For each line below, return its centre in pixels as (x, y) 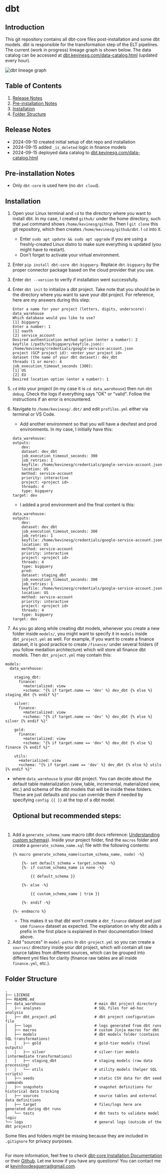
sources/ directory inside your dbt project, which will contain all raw (82, 947)
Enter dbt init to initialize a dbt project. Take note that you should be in (86, 289)
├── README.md (20, 999)
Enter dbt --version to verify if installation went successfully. (75, 280)
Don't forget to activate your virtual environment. (70, 255)
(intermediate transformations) (39, 1056)
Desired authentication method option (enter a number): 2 (75, 340)
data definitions (23, 1100)
